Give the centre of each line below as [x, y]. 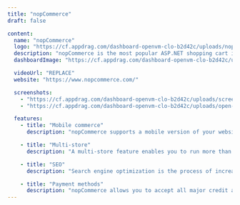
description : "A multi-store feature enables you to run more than [129, 151]
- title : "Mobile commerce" [62, 126]
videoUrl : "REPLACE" [44, 73]
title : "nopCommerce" [40, 14]
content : [20, 34]
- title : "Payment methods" [62, 184]
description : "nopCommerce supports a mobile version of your [121, 132]
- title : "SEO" [43, 164]
